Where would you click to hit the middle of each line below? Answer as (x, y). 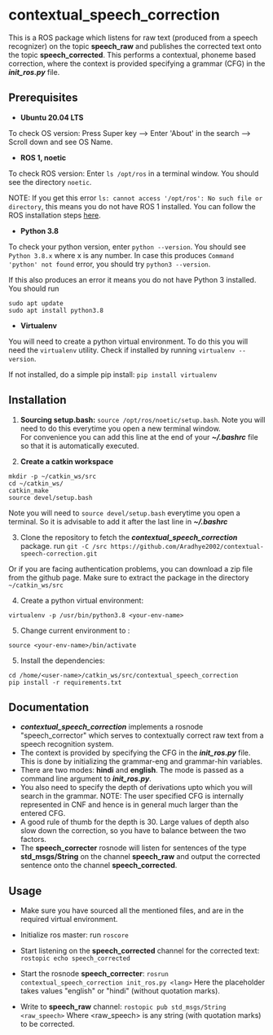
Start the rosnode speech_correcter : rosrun (94, 974)
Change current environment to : (75, 630)
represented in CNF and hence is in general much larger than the (129, 805)
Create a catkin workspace (67, 461)
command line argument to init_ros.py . (86, 778)
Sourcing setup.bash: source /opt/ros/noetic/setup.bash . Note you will (143, 419)
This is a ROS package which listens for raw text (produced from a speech (133, 37)
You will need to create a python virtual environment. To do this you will (128, 341)
